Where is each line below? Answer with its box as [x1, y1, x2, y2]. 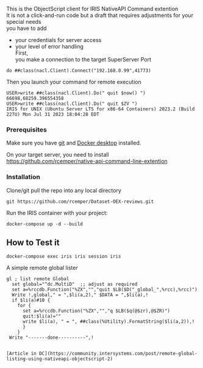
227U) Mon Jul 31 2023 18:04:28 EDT [6, 111, 99, 118]
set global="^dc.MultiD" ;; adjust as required [12, 281, 138, 288]
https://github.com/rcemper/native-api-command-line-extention [6, 158, 168, 165]
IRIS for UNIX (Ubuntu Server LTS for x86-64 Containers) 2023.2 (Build [6, 106, 195, 112]
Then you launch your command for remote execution [6, 79, 141, 85]
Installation [6, 173, 41, 182]
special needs [6, 18, 41, 25]
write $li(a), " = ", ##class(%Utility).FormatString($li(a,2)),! [22, 319, 195, 325]
